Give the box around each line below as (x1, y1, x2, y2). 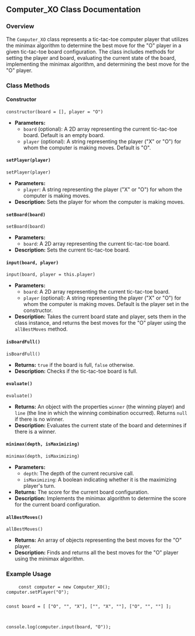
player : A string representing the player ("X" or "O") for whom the (23, 186, 183, 193)
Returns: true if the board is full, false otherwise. (14, 361, 135, 368)
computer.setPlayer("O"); (6, 589, 69, 595)
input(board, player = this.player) (6, 272, 95, 278)
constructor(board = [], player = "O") (6, 108, 104, 115)
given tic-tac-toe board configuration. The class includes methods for (6, 48, 175, 55)
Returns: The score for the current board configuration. (14, 489, 149, 496)
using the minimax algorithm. (14, 555, 85, 562)
